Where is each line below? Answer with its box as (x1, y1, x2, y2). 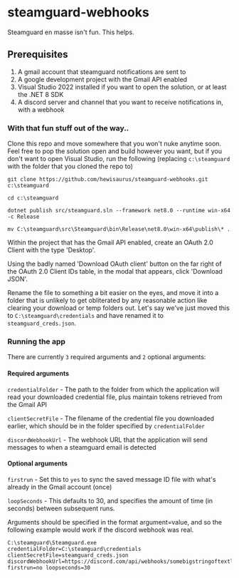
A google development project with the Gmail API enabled (17, 75, 187, 83)
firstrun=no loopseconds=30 (7, 564, 91, 571)
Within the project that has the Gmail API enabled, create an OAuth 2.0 (7, 238, 213, 247)
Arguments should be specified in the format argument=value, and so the (7, 517, 223, 526)
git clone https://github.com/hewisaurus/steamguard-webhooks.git (7, 176, 208, 183)
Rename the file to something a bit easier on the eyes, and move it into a (7, 289, 219, 297)
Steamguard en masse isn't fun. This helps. (7, 28, 134, 36)
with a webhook (17, 105, 65, 114)
